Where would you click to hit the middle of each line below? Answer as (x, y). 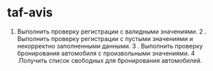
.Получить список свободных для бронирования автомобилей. (110, 60)
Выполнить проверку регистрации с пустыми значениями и (105, 38)
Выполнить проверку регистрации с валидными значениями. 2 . (112, 31)
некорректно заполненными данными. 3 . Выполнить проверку (110, 46)
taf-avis (30, 13)
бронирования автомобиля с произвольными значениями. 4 (106, 53)
